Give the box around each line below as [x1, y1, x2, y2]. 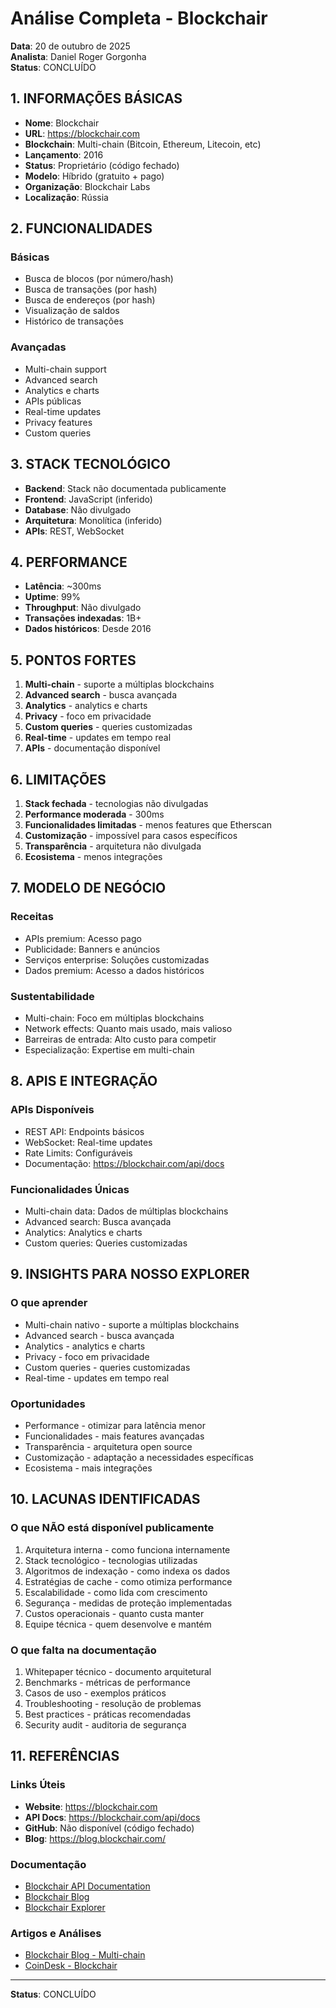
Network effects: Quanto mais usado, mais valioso [24, 1022, 233, 1034]
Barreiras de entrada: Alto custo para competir [24, 1033, 217, 1045]
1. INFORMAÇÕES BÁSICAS [10, 90, 183, 107]
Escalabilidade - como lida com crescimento [24, 1586, 208, 1598]
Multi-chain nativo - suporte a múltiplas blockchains [24, 1318, 240, 1331]
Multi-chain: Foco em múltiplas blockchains [24, 1012, 205, 1024]
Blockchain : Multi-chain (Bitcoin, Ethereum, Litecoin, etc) [24, 138, 262, 150]
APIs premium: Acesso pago [24, 932, 142, 944]
